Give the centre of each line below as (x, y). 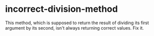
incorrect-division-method (62, 9)
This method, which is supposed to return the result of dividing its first (77, 23)
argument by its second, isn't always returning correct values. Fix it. (75, 28)
